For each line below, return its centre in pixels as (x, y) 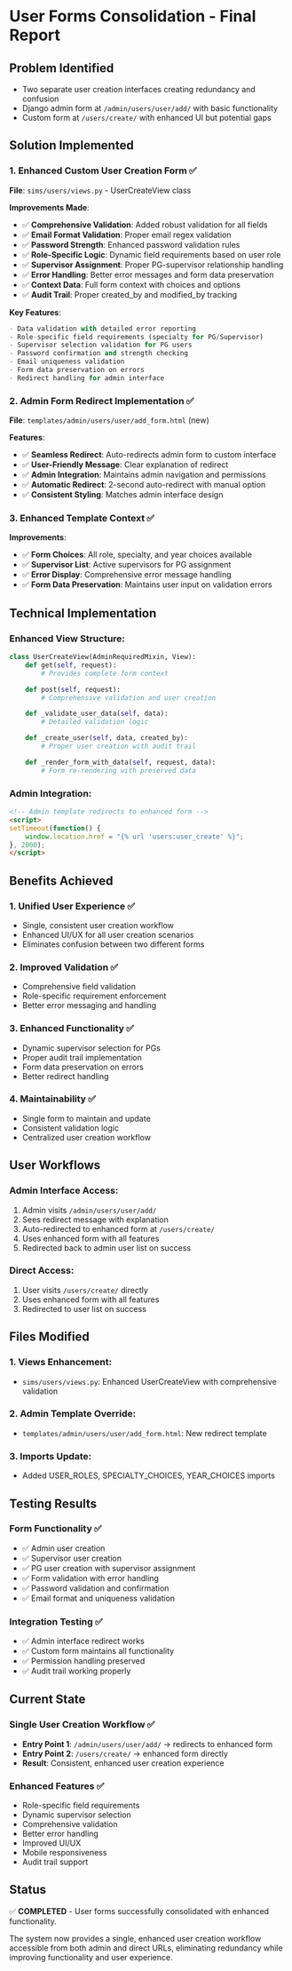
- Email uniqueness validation (67, 362)
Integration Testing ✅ (56, 1621)
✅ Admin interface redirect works (83, 1641)
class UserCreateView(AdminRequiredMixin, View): (103, 657)
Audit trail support (55, 1862)
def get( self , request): (71, 665)
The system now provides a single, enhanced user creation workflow (135, 1938)
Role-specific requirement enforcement (94, 996)
